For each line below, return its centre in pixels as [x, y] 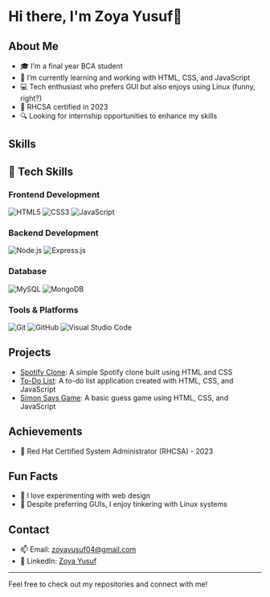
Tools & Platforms [43, 309]
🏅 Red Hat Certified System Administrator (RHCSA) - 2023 [117, 451]
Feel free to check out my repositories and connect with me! [108, 584]
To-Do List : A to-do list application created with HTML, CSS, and [127, 380]
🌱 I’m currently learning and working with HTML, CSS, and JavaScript [135, 77]
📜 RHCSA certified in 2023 [64, 107]
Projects [30, 352]
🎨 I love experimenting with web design [85, 495]
